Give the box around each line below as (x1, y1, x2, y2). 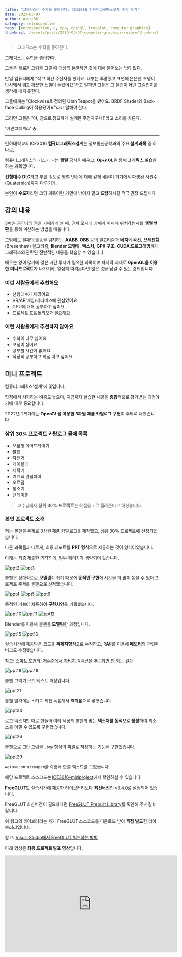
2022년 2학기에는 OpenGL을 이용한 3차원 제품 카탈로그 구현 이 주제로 (5, 411, 138, 416)
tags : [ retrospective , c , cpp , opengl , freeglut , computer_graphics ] (5, 26, 151, 31)
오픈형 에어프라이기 (12, 443, 50, 448)
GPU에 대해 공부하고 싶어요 (12, 304, 65, 310)
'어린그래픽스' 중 (5, 126, 37, 131)
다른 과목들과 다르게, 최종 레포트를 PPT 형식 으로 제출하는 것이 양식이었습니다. (5, 544, 154, 550)
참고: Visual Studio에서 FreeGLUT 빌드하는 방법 (5, 834, 98, 840)
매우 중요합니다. (14, 400, 45, 406)
